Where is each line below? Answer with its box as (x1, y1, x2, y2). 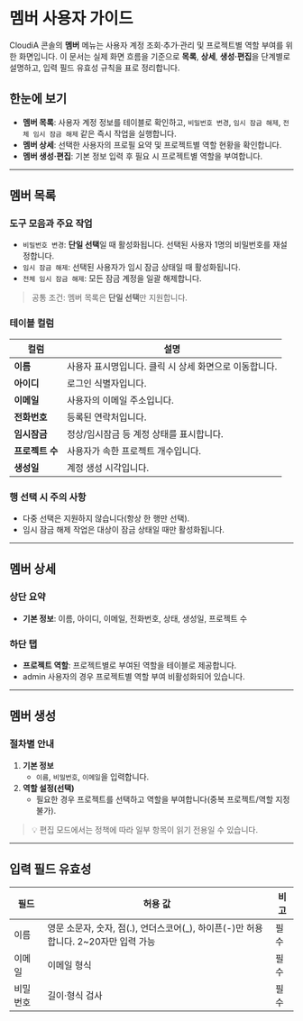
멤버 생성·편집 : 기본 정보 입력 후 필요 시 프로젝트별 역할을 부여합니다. (22, 150, 263, 161)
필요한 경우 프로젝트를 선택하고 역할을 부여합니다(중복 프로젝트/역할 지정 (35, 794, 290, 805)
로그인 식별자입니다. (66, 377, 147, 389)
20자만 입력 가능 (88, 934, 156, 947)
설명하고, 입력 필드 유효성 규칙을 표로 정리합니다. (9, 62, 180, 73)
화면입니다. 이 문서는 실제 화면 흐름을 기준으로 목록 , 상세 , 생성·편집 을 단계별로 (18, 50, 291, 61)
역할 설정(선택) (22, 782, 75, 793)
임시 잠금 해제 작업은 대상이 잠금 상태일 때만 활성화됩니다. (22, 524, 225, 535)
